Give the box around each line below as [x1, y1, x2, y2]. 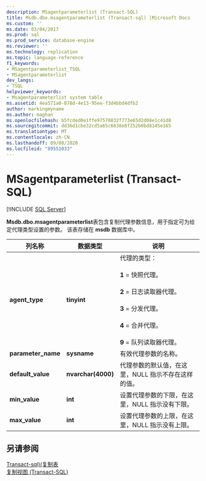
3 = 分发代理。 [120, 304, 162, 312]
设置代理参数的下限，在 [120, 390, 188, 399]
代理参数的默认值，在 [120, 361, 182, 369]
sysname [66, 349, 94, 357]
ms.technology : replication [6, 49, 78, 55]
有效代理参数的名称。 [120, 349, 182, 358]
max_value [9, 415, 42, 424]
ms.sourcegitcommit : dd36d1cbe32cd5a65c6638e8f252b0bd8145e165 [6, 123, 172, 129]
